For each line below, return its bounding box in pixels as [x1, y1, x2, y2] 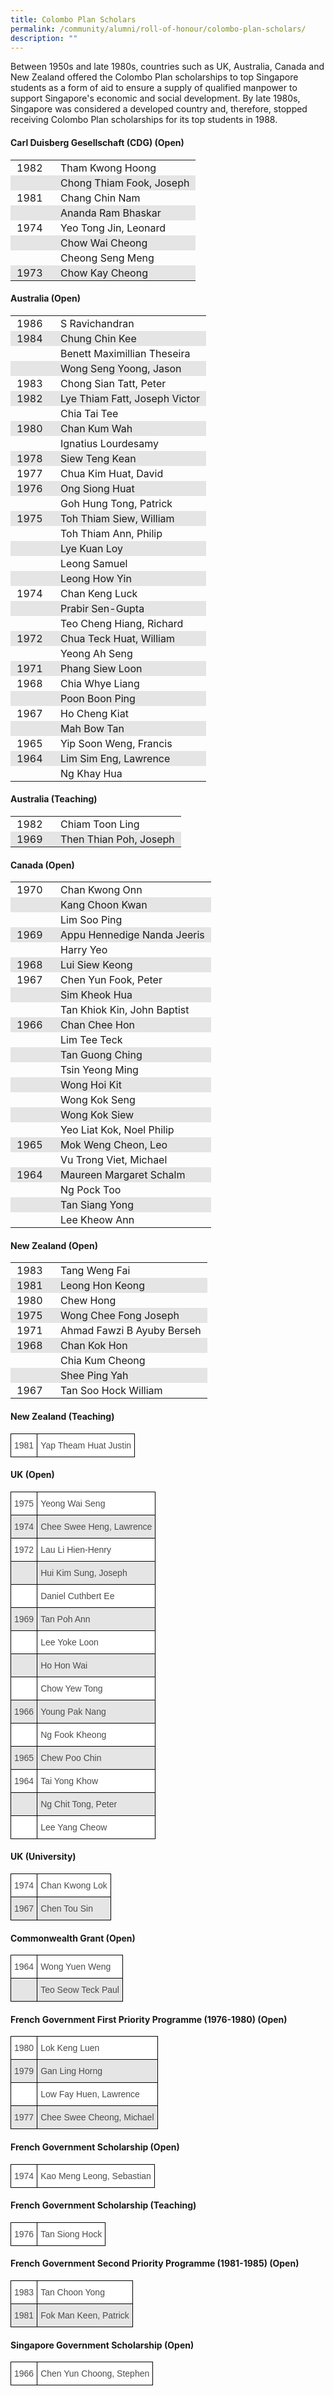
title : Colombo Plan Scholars [10, 14, 137, 25]
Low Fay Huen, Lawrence [40, 2089, 140, 2100]
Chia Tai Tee [60, 406, 119, 420]
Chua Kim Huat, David [60, 466, 164, 480]
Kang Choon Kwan [60, 898, 148, 912]
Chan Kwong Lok [40, 1880, 108, 1891]
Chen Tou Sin [40, 1903, 93, 1914]
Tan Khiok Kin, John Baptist [60, 1003, 190, 1017]
